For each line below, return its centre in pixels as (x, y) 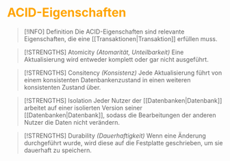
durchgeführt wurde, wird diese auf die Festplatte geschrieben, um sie (123, 143)
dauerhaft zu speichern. (58, 150)
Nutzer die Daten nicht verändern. (72, 122)
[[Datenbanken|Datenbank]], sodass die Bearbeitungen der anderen (120, 115)
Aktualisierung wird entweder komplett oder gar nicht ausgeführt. (116, 59)
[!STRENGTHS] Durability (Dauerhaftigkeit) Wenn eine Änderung (115, 136)
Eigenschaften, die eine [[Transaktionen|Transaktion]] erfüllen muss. (120, 38)
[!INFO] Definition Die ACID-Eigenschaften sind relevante (104, 32)
